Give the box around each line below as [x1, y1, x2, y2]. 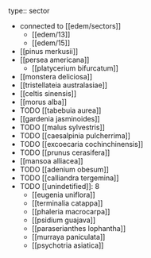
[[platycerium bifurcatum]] [31, 64, 119, 73]
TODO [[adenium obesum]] [19, 165, 110, 174]
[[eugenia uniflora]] [31, 190, 95, 199]
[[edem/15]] [31, 38, 71, 48]
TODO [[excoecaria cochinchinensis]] [19, 140, 144, 148]
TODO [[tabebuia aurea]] [19, 106, 102, 115]
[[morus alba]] [19, 98, 68, 106]
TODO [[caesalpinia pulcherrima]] [19, 131, 131, 141]
